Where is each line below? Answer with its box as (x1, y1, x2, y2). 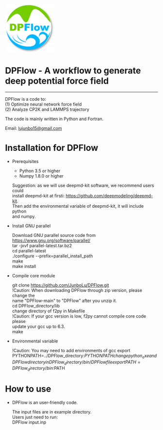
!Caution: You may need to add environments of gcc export (12, 347, 130, 353)
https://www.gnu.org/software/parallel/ (12, 237, 91, 243)
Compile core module (12, 272, 55, 278)
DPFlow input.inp (12, 419, 47, 425)
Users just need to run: (12, 414, 58, 420)
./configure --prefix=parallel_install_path (12, 253, 93, 259)
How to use (5, 383, 51, 394)
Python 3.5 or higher (19, 168, 61, 174)
